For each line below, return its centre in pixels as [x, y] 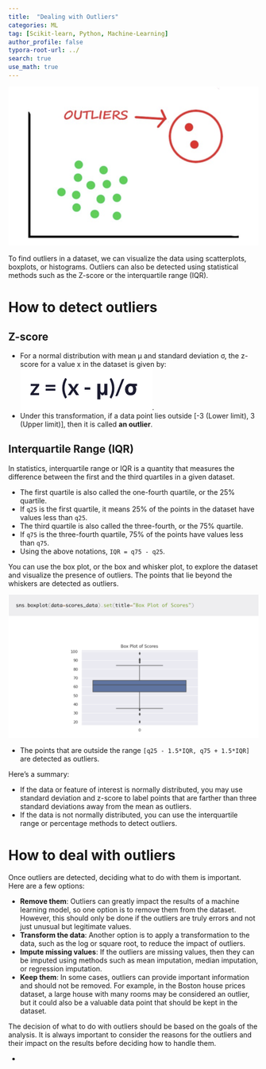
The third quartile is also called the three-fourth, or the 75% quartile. [131, 526]
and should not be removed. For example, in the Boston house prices [133, 986]
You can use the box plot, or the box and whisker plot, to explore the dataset [133, 566]
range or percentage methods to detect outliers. [98, 824]
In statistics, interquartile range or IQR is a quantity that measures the [121, 468]
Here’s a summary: [39, 774]
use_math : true [33, 68]
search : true [30, 59]
